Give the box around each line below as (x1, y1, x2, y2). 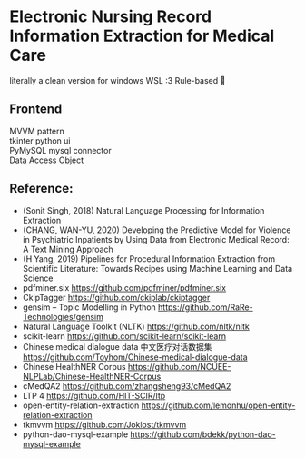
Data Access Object (9, 154, 84, 165)
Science (22, 273, 54, 284)
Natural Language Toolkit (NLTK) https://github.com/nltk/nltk (22, 321, 250, 332)
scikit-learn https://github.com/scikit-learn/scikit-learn (22, 330, 227, 342)
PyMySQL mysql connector (9, 144, 112, 155)
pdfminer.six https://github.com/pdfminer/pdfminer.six (22, 282, 227, 293)
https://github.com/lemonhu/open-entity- (141, 400, 296, 411)
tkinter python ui (9, 134, 71, 146)
